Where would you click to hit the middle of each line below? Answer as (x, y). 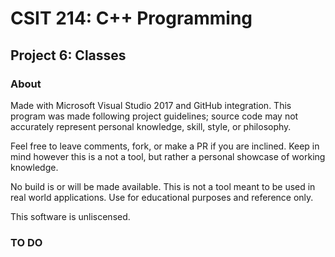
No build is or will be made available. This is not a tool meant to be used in (163, 186)
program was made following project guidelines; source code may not (154, 116)
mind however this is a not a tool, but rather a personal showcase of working (168, 156)
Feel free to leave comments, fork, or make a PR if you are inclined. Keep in (165, 146)
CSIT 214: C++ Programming (131, 18)
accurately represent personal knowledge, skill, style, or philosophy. (151, 126)
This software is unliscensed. (70, 216)
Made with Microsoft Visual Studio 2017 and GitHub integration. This (151, 105)
